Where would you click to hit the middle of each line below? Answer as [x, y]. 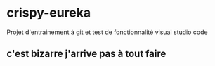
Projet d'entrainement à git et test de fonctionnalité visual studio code [107, 32]
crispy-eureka [49, 13]
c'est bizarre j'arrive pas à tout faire [86, 54]
